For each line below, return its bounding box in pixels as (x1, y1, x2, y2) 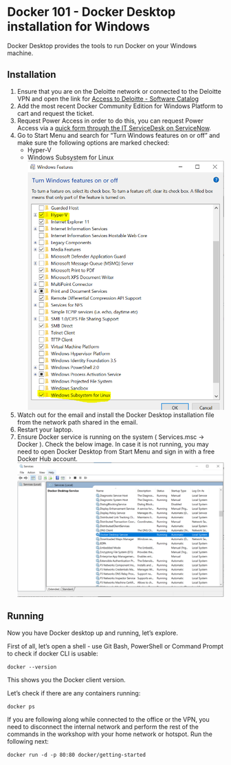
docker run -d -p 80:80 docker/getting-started (7, 751, 146, 758)
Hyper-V (27, 145, 52, 154)
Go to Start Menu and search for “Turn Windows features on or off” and (16, 131, 220, 139)
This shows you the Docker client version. (7, 675, 126, 684)
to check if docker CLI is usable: (7, 649, 98, 657)
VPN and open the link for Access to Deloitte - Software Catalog (16, 94, 199, 103)
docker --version (7, 663, 57, 671)
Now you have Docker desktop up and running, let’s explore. (7, 629, 179, 637)
